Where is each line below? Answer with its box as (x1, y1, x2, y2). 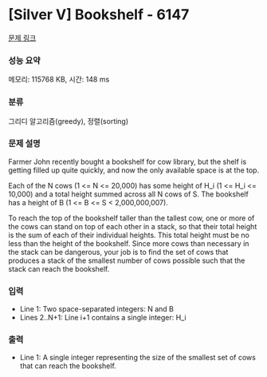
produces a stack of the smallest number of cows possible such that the (8, 256, 245, 265)
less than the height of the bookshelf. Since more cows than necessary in (8, 238, 249, 248)
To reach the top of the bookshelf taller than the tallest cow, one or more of (8, 213, 255, 223)
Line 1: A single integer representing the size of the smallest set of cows (19, 353, 257, 363)
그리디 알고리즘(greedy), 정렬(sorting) (8, 116, 129, 125)
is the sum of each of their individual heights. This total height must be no (8, 230, 249, 240)
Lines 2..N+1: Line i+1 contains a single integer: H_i (19, 313, 187, 323)
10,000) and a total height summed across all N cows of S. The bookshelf (8, 189, 249, 199)
